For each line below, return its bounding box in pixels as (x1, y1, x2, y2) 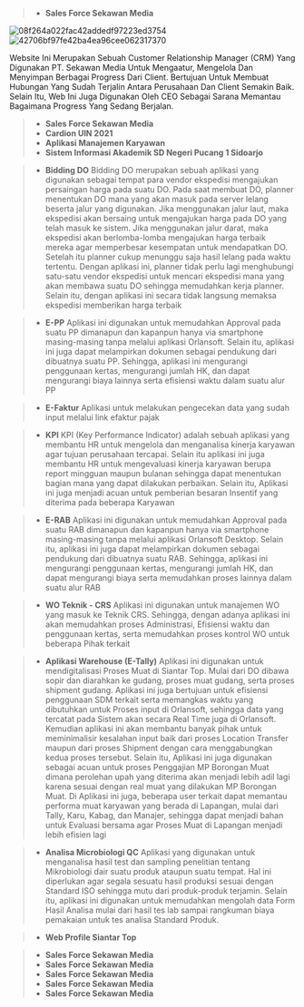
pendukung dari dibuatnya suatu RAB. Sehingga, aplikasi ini (44, 553, 269, 563)
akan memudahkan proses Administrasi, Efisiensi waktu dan (44, 619, 270, 630)
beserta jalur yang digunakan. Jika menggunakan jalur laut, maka (44, 203, 289, 214)
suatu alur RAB (44, 582, 102, 592)
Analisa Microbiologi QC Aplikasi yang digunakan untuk (44, 847, 256, 857)
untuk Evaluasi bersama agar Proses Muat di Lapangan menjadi (44, 820, 283, 830)
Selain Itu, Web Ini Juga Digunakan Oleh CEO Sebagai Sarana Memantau (9, 91, 281, 102)
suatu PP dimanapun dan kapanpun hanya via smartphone (44, 327, 264, 337)
